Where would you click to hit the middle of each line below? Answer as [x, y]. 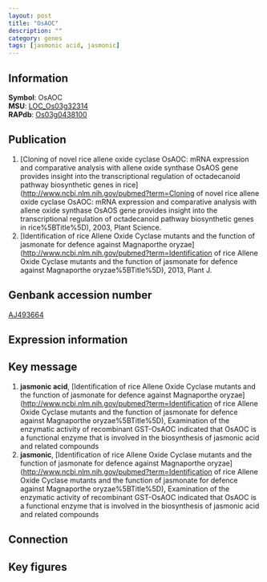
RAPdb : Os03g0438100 [48, 114]
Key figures [38, 567]
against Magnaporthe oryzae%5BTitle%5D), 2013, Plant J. [116, 270]
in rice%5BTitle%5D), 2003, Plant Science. [91, 227]
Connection [38, 540]
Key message [43, 367]
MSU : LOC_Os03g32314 [48, 106]
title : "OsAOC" [34, 23]
